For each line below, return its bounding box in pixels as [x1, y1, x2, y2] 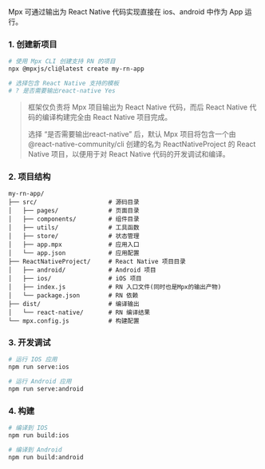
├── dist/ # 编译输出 [8, 300, 140, 308]
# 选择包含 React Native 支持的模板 [8, 79, 120, 88]
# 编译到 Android [8, 446, 62, 454]
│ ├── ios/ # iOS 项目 [8, 275, 142, 283]
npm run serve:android [8, 385, 84, 393]
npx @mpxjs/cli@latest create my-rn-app [8, 65, 145, 74]
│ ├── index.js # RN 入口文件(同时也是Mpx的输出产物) [8, 283, 222, 292]
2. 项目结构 [8, 171, 51, 182]
